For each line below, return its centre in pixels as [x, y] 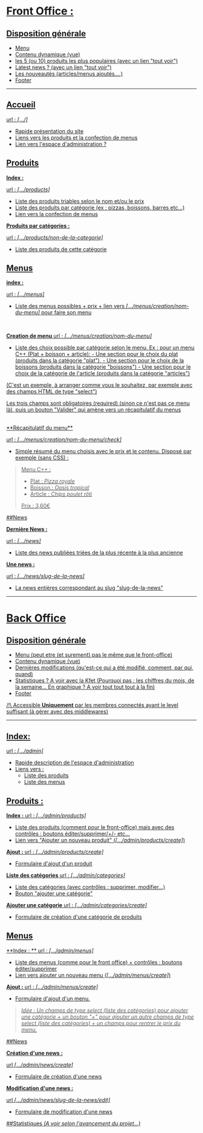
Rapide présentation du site [49, 131]
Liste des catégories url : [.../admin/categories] [66, 875]
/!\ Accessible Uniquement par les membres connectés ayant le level [92, 705]
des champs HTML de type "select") [52, 392]
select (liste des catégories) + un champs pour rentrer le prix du [101, 1023]
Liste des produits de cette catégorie [61, 249]
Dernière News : [27, 529]
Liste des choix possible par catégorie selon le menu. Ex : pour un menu [105, 348]
